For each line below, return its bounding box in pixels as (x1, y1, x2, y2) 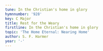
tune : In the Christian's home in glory (5, 7, 88, 12)
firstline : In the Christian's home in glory (5, 25, 98, 30)
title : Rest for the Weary (5, 20, 59, 26)
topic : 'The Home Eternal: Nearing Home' (5, 30, 90, 34)
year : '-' (5, 39, 25, 44)
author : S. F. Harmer (5, 34, 49, 39)
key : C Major (5, 16, 31, 21)
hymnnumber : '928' (5, 12, 42, 17)
